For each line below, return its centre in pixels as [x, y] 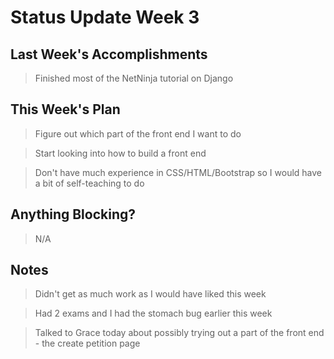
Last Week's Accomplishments [109, 54]
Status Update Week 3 [105, 17]
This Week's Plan [65, 109]
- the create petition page [87, 343]
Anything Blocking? [73, 214]
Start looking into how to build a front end [120, 153]
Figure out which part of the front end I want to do [138, 133]
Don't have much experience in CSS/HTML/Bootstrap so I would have [178, 172]
